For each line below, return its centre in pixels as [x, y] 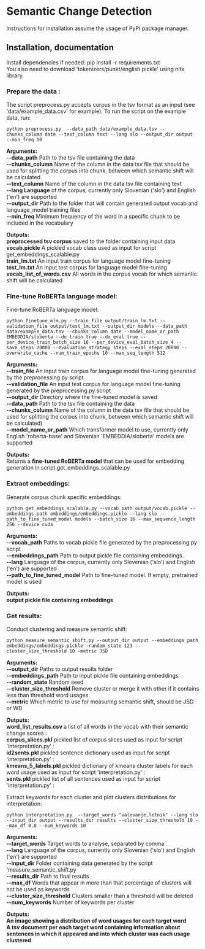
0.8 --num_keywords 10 [57, 826]
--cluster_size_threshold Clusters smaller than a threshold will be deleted [100, 896]
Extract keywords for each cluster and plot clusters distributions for [91, 797]
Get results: [24, 616]
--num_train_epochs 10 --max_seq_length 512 [108, 353]
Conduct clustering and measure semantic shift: [67, 629]
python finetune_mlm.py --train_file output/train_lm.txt [82, 321]
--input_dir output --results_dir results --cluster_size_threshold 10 [99, 820]
